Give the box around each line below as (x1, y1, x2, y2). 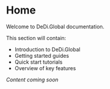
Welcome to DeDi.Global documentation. (6, 23, 105, 30)
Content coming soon (6, 76, 59, 83)
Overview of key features (14, 64, 76, 71)
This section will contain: (6, 34, 66, 41)
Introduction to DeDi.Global (14, 45, 81, 53)
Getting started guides (14, 52, 69, 59)
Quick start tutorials (14, 58, 63, 65)
